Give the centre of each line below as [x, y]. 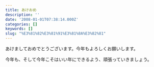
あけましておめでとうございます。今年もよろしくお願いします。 [72, 48]
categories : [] [21, 24]
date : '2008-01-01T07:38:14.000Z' [42, 19]
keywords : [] [19, 29]
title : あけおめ [21, 10]
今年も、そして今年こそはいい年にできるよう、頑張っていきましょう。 [79, 59]
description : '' [22, 15]
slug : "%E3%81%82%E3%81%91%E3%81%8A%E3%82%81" [56, 33]
